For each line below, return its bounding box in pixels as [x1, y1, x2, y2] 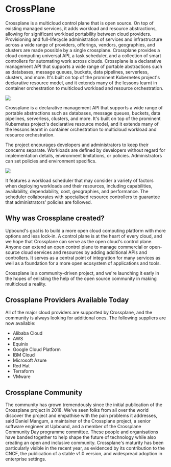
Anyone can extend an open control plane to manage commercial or [5, 244, 149, 250]
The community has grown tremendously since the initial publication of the [5, 402, 162, 408]
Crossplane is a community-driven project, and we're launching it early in [5, 270, 159, 276]
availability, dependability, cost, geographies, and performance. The [5, 188, 149, 194]
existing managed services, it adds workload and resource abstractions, [5, 25, 157, 31]
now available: [5, 320, 36, 326]
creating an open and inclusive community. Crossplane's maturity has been [5, 440, 164, 446]
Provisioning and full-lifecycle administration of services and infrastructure [5, 36, 162, 42]
